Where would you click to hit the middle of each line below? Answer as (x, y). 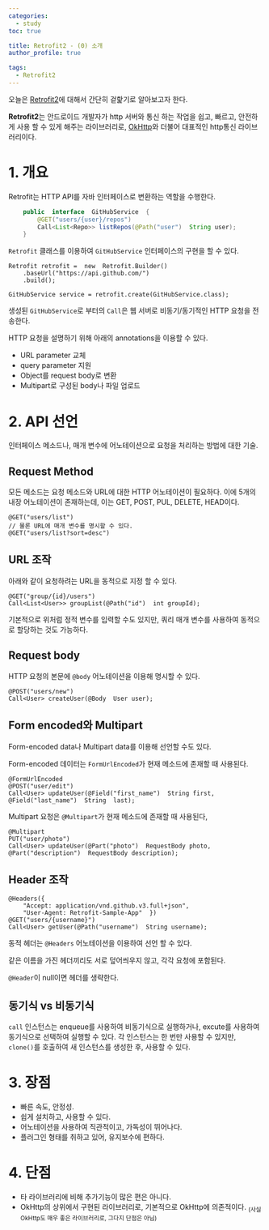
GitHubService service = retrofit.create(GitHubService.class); (119, 295)
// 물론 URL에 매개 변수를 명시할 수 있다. (71, 526)
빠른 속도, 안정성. (47, 1107)
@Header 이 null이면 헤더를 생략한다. (64, 978)
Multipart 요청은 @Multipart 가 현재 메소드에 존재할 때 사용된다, (108, 816)
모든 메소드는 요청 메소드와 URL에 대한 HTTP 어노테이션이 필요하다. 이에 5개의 (132, 492)
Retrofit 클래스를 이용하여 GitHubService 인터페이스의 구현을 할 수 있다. (124, 251)
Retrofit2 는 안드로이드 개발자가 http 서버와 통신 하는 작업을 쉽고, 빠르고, (122, 116)
